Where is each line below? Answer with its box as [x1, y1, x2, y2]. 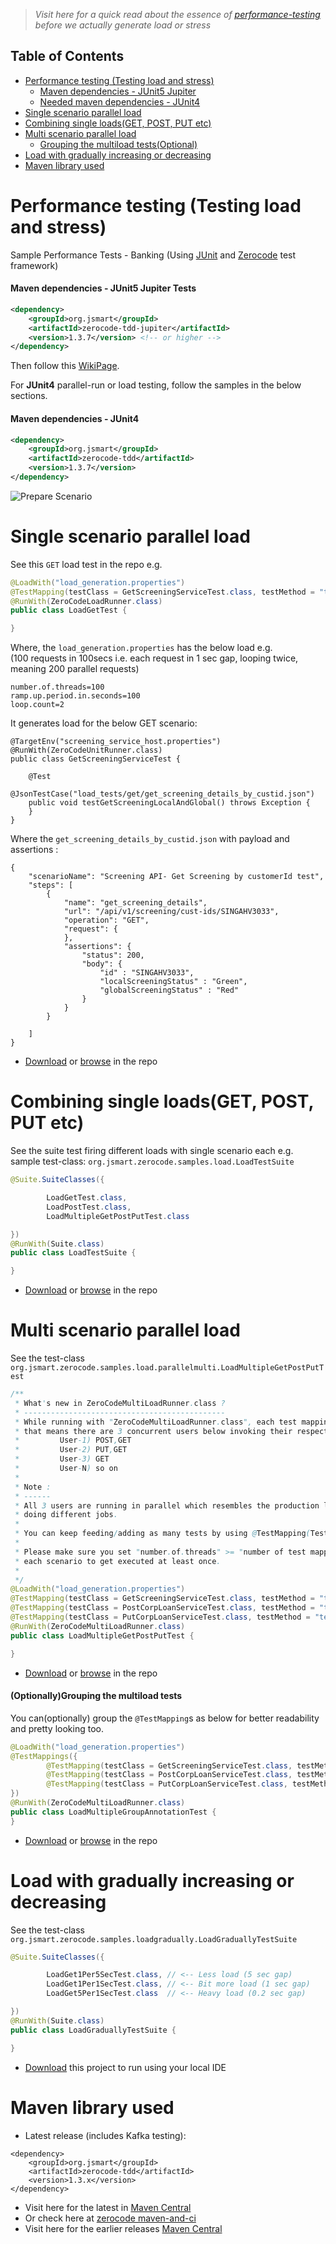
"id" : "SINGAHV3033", [99, 968, 195, 978]
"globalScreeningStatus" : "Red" [99, 985, 240, 996]
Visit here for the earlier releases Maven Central [24, 2222, 223, 2234]
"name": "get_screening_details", [63, 898, 208, 908]
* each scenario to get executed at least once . [14, 1556, 222, 1566]
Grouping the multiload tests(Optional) [39, 138, 198, 150]
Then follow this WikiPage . [10, 360, 120, 372]
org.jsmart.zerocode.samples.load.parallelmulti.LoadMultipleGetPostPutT [10, 1363, 325, 1373]
